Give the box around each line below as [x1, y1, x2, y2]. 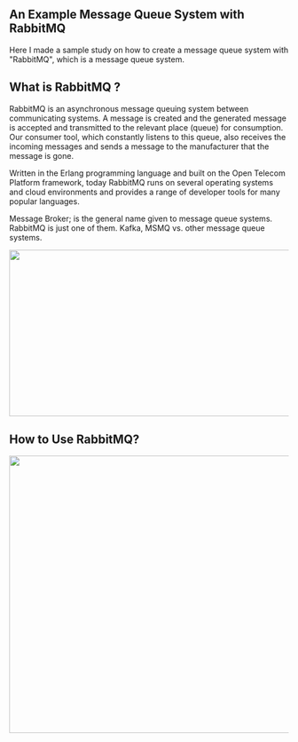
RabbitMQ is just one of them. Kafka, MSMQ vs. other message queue [9, 222, 265, 233]
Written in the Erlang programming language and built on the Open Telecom [9, 168, 286, 178]
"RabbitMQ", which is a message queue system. [9, 53, 184, 65]
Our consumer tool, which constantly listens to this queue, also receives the [9, 131, 286, 142]
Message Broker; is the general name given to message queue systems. [9, 213, 273, 224]
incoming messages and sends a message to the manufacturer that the [9, 141, 270, 152]
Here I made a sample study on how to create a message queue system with [9, 44, 289, 55]
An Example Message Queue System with [9, 7, 246, 22]
